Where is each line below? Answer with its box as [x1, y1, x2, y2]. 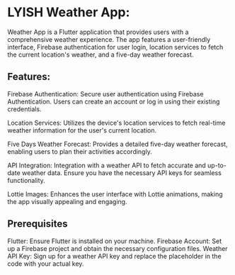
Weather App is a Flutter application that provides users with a [7, 28, 189, 36]
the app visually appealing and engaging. [7, 197, 127, 206]
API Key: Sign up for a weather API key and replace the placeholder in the [7, 252, 222, 260]
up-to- [207, 161, 227, 169]
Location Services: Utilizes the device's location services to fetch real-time [7, 118, 226, 127]
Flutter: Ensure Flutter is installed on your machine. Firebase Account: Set [7, 237, 222, 245]
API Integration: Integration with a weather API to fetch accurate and [7, 161, 207, 169]
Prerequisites [7, 218, 68, 230]
